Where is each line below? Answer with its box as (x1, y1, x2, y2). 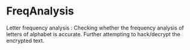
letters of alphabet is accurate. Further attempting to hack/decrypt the (6, 30, 180, 37)
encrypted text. (6, 37, 45, 44)
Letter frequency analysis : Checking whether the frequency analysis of (6, 24, 184, 31)
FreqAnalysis (6, 4, 74, 18)
